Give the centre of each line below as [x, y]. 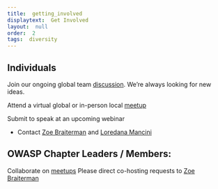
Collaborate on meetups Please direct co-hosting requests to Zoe [101, 170]
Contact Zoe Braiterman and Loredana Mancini [84, 132]
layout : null [28, 26]
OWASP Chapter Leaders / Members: [89, 154]
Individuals [32, 68]
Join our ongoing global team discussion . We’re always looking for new [109, 84]
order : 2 [22, 33]
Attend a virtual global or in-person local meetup [77, 105]
